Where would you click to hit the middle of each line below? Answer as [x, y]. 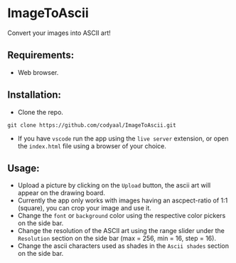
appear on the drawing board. [61, 193]
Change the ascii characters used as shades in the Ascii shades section [123, 246]
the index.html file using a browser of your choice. [92, 146]
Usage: [24, 168]
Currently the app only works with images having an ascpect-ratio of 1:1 [123, 200]
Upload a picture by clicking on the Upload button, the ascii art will [114, 185]
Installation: [34, 95]
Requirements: [41, 55]
